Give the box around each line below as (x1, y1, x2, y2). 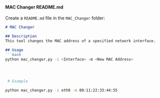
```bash (5, 52, 22, 57)
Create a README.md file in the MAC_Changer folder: (5, 15, 105, 21)
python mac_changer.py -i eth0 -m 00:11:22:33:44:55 (5, 88, 118, 93)
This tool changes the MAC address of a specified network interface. (5, 38, 156, 43)
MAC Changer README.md (5, 4, 64, 10)
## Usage (5, 47, 24, 52)
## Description (5, 34, 37, 39)
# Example (7, 79, 28, 84)
